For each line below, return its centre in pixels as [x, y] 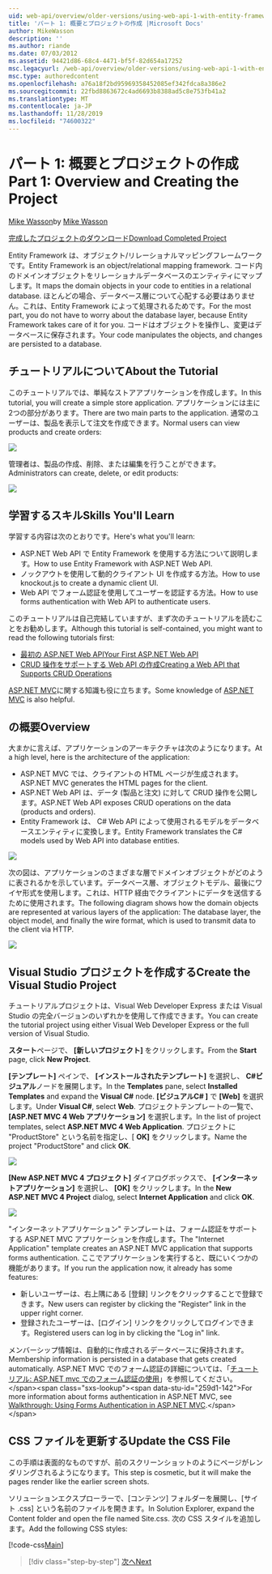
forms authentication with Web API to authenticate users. [115, 602]
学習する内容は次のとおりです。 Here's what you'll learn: [102, 536]
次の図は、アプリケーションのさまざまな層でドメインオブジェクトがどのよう [136, 872]
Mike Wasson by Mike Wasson [58, 221]
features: [23, 1278]
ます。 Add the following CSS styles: [68, 1529]
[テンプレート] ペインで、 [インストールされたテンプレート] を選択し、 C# [132, 1076]
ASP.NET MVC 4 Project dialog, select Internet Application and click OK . [132, 1197]
